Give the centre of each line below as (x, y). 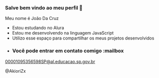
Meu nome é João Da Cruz (32, 19)
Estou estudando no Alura (38, 28)
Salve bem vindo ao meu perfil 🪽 (44, 8)
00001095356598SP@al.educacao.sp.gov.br (50, 61)
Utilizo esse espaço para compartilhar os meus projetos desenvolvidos (83, 38)
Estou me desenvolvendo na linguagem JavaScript (63, 33)
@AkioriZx (15, 71)
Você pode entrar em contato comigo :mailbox (68, 51)
